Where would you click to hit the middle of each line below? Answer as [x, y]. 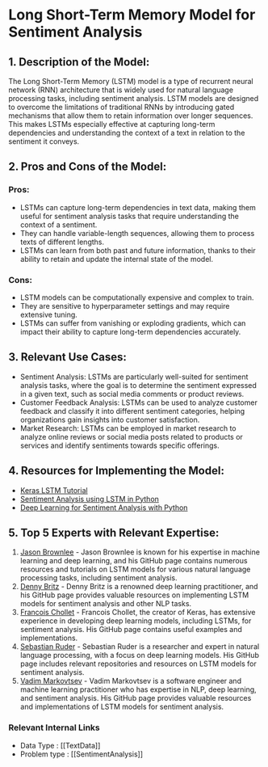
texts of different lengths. [62, 242]
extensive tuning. [49, 314]
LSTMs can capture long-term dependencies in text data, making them [138, 207]
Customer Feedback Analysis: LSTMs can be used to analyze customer [139, 402]
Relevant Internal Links [54, 727]
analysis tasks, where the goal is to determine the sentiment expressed [138, 385]
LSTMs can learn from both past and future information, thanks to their [138, 250]
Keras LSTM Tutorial [54, 490]
